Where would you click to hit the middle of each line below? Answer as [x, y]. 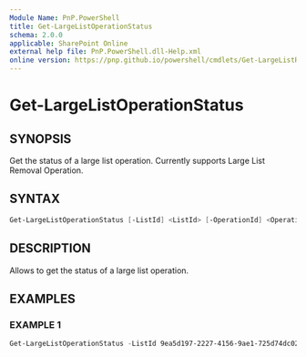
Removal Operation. [46, 170]
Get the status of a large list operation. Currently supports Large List [138, 161]
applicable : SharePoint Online [69, 43]
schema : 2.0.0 [36, 35]
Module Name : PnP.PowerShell [65, 18]
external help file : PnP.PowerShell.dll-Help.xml [106, 52]
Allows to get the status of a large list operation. [99, 270]
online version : [40, 60]
